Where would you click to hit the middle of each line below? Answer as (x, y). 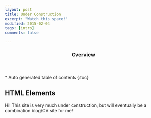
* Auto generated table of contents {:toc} (47, 77)
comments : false (22, 33)
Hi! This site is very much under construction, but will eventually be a (76, 105)
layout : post (19, 10)
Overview (83, 54)
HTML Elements (30, 93)
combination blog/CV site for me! (39, 110)
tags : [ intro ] (20, 28)
